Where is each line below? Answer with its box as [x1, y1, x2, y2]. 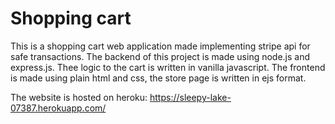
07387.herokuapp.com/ [10, 102, 107, 114]
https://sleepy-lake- [149, 91, 232, 103]
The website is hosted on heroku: [10, 91, 148, 103]
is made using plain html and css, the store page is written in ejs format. [10, 72, 307, 84]
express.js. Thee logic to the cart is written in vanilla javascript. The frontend [10, 61, 326, 73]
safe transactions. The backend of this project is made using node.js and [10, 50, 311, 62]
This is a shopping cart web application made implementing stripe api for [10, 40, 311, 52]
